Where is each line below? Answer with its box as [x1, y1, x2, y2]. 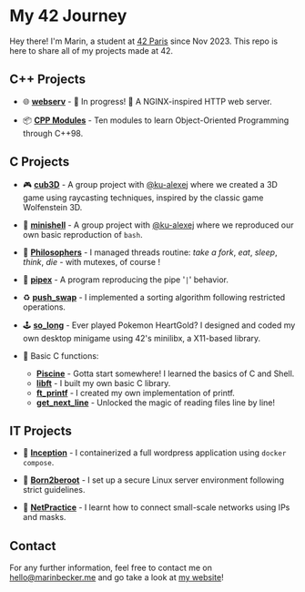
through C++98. [22, 128, 84, 138]
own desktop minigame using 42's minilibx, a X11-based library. [22, 332, 261, 343]
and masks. [22, 512, 66, 523]
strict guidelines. [22, 485, 86, 495]
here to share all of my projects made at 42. [9, 45, 174, 56]
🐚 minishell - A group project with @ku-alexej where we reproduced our [22, 219, 294, 230]
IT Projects [9, 423, 73, 438]
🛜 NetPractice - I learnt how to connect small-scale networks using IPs [22, 502, 290, 513]
